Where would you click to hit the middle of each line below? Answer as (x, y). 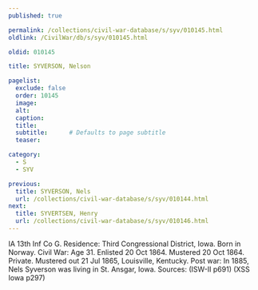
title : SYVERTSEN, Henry (57, 214)
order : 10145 (37, 96)
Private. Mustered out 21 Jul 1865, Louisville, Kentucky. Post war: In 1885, (129, 260)
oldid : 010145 (32, 52)
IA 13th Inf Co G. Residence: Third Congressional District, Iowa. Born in (125, 244)
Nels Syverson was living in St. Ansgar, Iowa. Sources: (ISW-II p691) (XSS (129, 269)
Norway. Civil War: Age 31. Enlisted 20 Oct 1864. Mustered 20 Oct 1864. (127, 252)
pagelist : (25, 81)
